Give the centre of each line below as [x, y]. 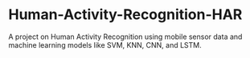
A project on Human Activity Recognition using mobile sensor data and [125, 37]
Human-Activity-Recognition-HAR [125, 15]
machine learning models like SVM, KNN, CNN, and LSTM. [105, 44]
